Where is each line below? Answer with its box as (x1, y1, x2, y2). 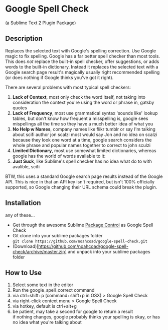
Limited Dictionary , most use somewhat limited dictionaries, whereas (12, 147, 156, 154)
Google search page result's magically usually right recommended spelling (5, 69, 160, 75)
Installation (5, 199, 41, 207)
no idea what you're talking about (12, 319, 82, 325)
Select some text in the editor (12, 282, 74, 288)
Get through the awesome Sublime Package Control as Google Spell (12, 222, 153, 228)
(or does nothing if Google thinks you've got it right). (5, 74, 114, 81)
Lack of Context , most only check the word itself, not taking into (12, 94, 145, 100)
